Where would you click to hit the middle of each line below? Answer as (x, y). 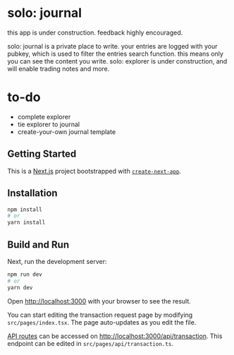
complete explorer (44, 116)
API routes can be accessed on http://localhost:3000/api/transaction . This (115, 336)
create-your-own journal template (67, 131)
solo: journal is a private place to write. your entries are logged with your (112, 46)
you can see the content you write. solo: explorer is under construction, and (117, 61)
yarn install (26, 223)
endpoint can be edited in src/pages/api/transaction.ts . (91, 343)
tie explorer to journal (48, 124)
